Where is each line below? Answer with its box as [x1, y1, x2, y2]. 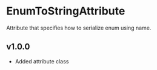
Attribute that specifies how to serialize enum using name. [6, 24, 152, 31]
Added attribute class [15, 57, 69, 65]
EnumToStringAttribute [6, 4, 125, 18]
